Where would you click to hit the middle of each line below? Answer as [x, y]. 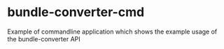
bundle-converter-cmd [76, 12]
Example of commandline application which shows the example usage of [112, 31]
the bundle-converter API [44, 38]
